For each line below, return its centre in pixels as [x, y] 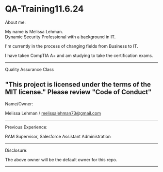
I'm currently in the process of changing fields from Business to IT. [72, 46]
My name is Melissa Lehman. [34, 31]
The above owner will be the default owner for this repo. [61, 159]
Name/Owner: [19, 104]
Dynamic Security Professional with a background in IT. [60, 37]
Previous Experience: [26, 127]
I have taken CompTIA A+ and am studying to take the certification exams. [79, 55]
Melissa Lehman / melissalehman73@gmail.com [53, 113]
